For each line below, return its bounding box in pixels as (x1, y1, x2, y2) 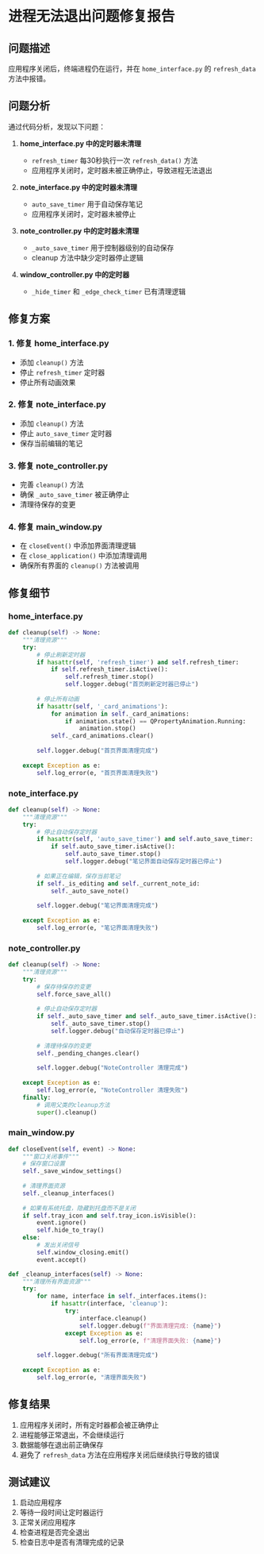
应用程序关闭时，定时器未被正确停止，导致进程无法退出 (31, 165, 212, 175)
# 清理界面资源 (22, 1182, 66, 1190)
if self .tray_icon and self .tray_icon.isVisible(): (22, 1212, 197, 1220)
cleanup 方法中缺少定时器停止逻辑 (31, 253, 144, 262)
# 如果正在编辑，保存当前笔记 (36, 872, 121, 880)
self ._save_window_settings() (22, 1167, 123, 1175)
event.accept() (36, 1255, 87, 1263)
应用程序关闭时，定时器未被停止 (31, 209, 136, 218)
